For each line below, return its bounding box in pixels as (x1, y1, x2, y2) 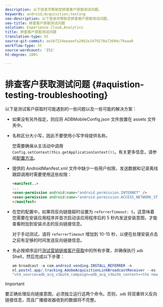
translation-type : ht (5, 34, 49, 39)
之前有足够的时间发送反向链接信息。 (12, 237, 85, 243)
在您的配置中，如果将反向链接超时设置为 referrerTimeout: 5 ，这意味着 (12, 209, 155, 214)
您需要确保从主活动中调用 (12, 143, 64, 149)
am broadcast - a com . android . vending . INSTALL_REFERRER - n (12, 263, 132, 268)
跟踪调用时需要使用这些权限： (12, 172, 72, 178)
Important (5, 281, 25, 287)
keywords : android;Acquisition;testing (5, 12, 86, 16)
